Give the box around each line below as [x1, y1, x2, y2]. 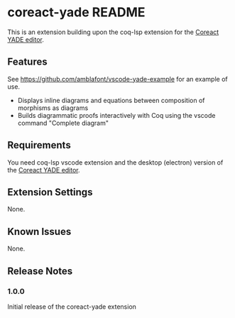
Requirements [7, 139, 71, 151]
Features [7, 56, 48, 68]
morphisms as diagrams [17, 104, 89, 112]
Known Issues [7, 225, 72, 238]
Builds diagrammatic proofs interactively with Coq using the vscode [17, 111, 216, 119]
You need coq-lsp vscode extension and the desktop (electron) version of [7, 158, 224, 167]
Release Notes [7, 265, 73, 277]
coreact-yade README [7, 4, 146, 21]
